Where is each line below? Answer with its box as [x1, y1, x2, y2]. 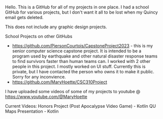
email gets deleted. [5, 15, 44, 20]
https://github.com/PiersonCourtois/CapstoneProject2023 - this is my [12, 43, 153, 48]
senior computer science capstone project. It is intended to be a [12, 48, 141, 54]
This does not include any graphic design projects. [5, 24, 108, 30]
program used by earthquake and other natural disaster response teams [12, 53, 158, 59]
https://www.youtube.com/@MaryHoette [5, 94, 88, 99]
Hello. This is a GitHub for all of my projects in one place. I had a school [5, 4, 149, 10]
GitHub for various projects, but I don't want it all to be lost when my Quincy [5, 9, 158, 15]
